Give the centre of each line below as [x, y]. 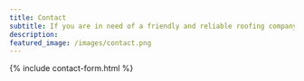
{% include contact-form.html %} [71, 68]
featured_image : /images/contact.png [81, 43]
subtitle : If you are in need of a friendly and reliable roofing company [153, 26]
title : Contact [38, 18]
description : [34, 34]
